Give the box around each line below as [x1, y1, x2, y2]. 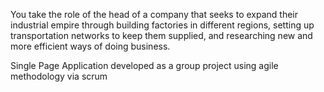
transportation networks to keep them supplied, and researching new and [10, 30, 313, 41]
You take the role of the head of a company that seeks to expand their [10, 9, 298, 20]
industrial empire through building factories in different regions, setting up [10, 19, 315, 31]
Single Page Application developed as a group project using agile [10, 60, 279, 71]
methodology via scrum [10, 70, 108, 82]
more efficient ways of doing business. [10, 40, 171, 52]
